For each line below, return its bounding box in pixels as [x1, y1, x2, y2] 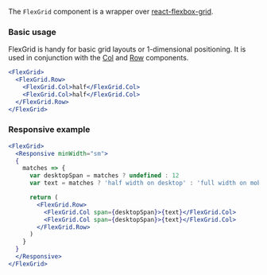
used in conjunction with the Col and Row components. [8, 53, 189, 63]
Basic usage [8, 26, 57, 37]
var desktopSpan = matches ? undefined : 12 [29, 172, 180, 180]
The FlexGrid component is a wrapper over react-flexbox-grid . [8, 7, 214, 16]
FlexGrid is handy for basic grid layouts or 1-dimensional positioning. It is [8, 45, 246, 54]
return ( [29, 194, 59, 202]
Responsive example [8, 124, 91, 135]
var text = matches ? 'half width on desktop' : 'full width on [29, 179, 247, 188]
